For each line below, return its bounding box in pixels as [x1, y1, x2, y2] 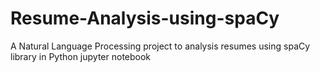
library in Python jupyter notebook [10, 50, 152, 62]
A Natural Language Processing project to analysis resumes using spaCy [10, 40, 311, 52]
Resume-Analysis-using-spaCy [10, 7, 280, 30]
